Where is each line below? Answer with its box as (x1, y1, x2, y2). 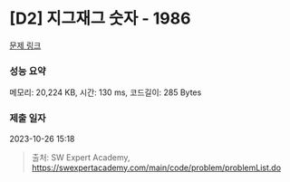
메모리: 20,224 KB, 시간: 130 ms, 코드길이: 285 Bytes (9, 87, 202, 98)
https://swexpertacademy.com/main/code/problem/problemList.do (31, 162, 282, 173)
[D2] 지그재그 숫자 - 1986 (9, 8, 191, 29)
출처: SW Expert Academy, (31, 151, 130, 163)
